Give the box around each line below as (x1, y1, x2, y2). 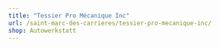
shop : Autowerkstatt (8, 26, 77, 34)
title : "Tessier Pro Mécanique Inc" (8, 11, 130, 20)
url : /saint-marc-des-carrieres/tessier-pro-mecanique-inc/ (8, 19, 213, 27)
